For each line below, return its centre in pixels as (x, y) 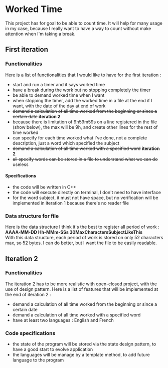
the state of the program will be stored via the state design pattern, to (84, 344)
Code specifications (30, 333)
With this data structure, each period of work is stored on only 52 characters (84, 238)
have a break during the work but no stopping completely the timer (81, 90)
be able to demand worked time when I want (58, 95)
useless (20, 164)
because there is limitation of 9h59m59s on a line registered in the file (85, 122)
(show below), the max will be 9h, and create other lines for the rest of (85, 127)
